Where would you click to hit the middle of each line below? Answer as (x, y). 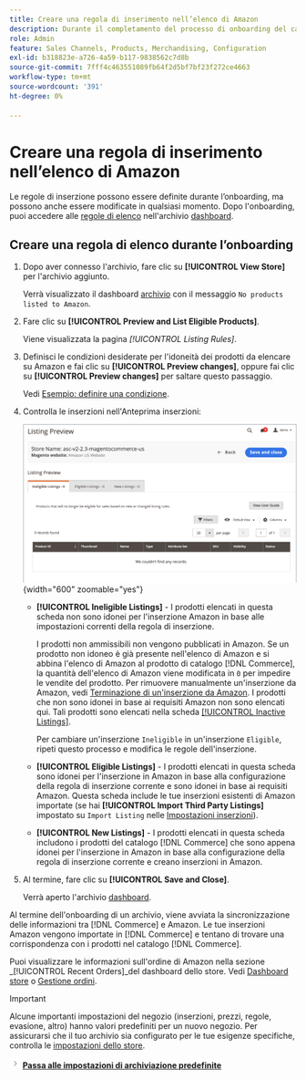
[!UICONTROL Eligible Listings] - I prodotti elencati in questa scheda (166, 767)
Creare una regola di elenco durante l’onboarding (152, 245)
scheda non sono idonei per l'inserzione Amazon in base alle (150, 617)
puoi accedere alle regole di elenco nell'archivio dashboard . (122, 216)
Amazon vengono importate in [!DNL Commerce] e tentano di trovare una (147, 934)
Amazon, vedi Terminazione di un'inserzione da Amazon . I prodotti (161, 692)
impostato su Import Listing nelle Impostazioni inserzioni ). (147, 815)
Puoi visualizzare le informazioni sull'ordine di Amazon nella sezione (138, 961)
